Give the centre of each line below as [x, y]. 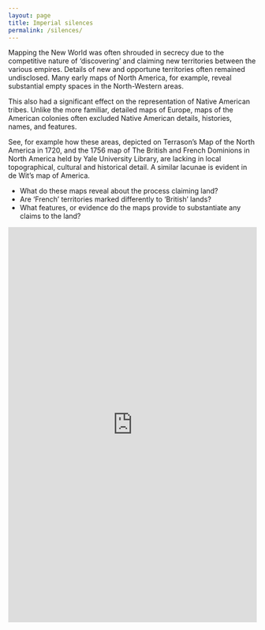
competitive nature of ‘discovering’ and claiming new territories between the [132, 61]
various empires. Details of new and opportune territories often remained [127, 70]
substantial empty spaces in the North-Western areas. [96, 86]
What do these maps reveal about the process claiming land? [119, 191]
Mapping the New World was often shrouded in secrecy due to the [116, 53]
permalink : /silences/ [45, 30]
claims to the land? [50, 216]
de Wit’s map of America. [49, 175]
